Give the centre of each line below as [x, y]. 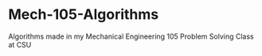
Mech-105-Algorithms [84, 15]
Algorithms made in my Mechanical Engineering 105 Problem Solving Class [131, 36]
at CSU [20, 44]
